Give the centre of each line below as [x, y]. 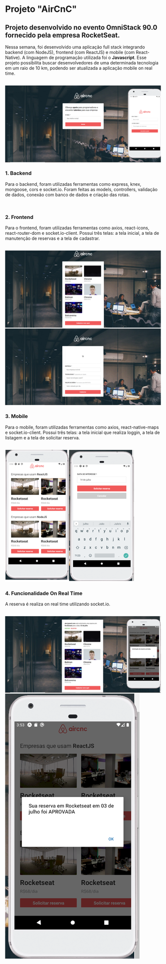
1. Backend [19, 173]
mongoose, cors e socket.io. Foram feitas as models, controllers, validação [82, 189]
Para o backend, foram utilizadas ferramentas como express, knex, [73, 184]
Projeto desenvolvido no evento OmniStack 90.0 [81, 27]
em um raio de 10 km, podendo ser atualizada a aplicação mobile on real [79, 68]
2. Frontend [19, 217]
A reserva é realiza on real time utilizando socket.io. [58, 604]
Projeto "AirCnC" [41, 9]
